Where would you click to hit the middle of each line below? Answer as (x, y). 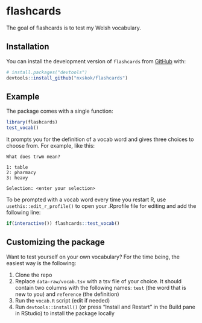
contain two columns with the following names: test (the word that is (100, 287)
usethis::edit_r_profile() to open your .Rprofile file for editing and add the (101, 206)
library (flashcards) (32, 122)
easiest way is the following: (41, 263)
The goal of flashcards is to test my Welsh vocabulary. (74, 28)
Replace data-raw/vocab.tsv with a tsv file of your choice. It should (98, 281)
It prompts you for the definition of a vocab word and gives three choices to (100, 139)
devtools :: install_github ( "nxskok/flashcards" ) (67, 78)
